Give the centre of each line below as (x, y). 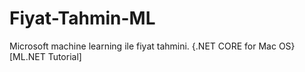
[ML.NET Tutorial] (45, 56)
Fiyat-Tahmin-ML (82, 18)
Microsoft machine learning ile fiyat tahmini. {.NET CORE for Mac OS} (152, 46)
